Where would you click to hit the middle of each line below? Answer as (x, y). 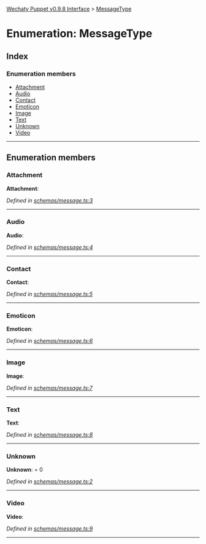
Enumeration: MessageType (79, 34)
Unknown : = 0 (25, 470)
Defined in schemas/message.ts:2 (50, 481)
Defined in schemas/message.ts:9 (50, 528)
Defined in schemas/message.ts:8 (50, 435)
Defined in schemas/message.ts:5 (50, 294)
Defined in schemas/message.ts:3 (50, 200)
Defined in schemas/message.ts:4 (50, 247)
